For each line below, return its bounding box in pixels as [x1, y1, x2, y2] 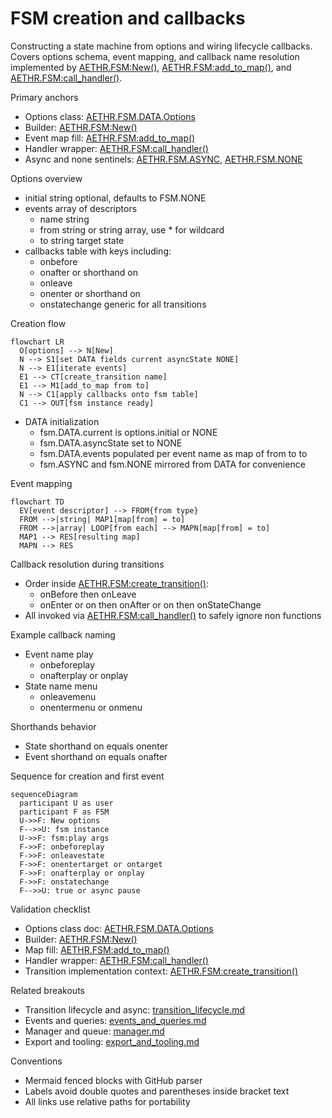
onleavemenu [39, 690, 97, 702]
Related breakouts [10, 984, 85, 996]
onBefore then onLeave [39, 588, 137, 600]
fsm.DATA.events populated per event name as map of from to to [39, 447, 308, 459]
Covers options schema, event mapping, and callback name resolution [10, 50, 300, 62]
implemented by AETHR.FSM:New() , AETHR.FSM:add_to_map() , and [10, 61, 292, 73]
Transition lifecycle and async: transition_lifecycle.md [24, 1003, 246, 1016]
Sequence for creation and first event [10, 770, 165, 782]
